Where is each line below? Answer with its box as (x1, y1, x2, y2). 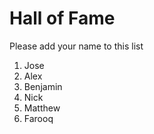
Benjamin (23, 80, 63, 92)
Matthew (23, 102, 61, 114)
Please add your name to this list (9, 40, 144, 52)
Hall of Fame (9, 7, 116, 30)
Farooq (23, 112, 54, 124)
